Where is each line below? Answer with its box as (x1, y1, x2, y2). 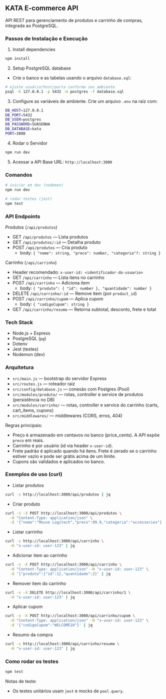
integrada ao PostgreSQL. (5, 22, 58, 28)
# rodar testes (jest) (5, 196, 52, 201)
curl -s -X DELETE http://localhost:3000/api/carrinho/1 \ (5, 590, 131, 595)
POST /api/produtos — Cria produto (12, 244, 87, 250)
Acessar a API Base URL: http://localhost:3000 (12, 158, 112, 164)
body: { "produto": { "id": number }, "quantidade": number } (19, 285, 152, 291)
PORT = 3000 (5, 131, 26, 136)
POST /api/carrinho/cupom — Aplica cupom (12, 295, 103, 301)
